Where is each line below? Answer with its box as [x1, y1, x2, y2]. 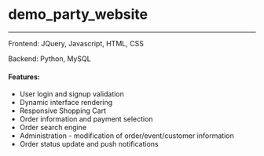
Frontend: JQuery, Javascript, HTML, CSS [8, 38, 144, 48]
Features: [8, 72, 41, 82]
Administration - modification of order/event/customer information [19, 131, 234, 140]
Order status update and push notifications [19, 140, 159, 149]
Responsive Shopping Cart [19, 106, 107, 115]
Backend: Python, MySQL [8, 53, 92, 63]
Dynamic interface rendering [19, 98, 113, 107]
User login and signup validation [19, 89, 124, 99]
